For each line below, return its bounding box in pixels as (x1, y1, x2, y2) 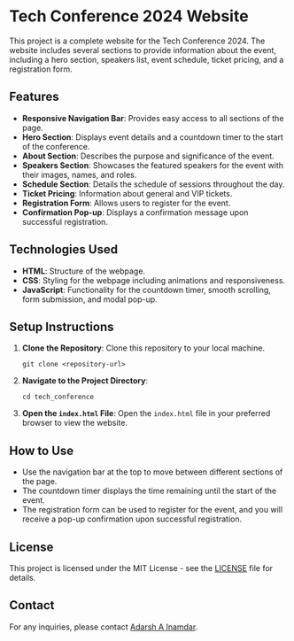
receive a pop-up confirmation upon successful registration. (21, 514, 243, 524)
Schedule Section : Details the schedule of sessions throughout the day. (21, 179, 285, 189)
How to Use (9, 443, 74, 458)
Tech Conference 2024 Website (9, 6, 250, 27)
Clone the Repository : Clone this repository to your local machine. (21, 343, 266, 353)
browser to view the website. (21, 418, 128, 429)
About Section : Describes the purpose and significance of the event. (21, 151, 275, 161)
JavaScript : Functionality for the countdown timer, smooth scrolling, (21, 284, 272, 295)
